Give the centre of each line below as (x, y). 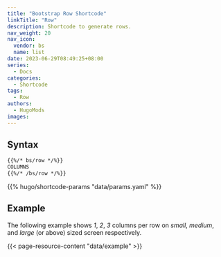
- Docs (23, 71)
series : (18, 65)
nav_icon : (21, 39)
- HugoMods (29, 110)
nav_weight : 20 (29, 33)
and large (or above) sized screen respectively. (74, 232)
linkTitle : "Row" (32, 20)
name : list (29, 53)
